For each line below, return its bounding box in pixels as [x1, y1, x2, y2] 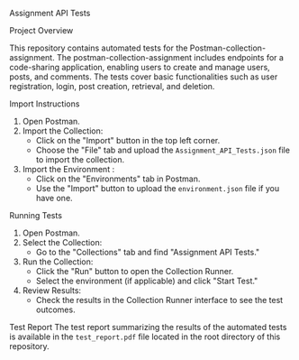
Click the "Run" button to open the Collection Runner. [35, 266, 234, 276]
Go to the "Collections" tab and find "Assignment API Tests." [35, 247, 260, 257]
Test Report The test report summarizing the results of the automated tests [9, 322, 287, 332]
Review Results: [22, 285, 82, 296]
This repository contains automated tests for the [9, 42, 188, 53]
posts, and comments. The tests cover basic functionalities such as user [9, 71, 278, 82]
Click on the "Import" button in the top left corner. [35, 135, 221, 145]
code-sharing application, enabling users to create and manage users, [9, 62, 270, 72]
